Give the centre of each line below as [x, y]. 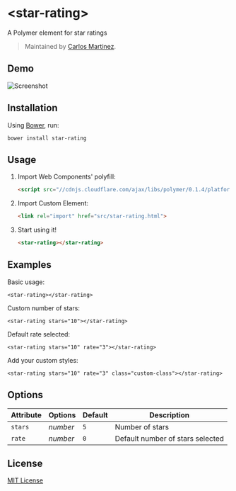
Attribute [26, 414]
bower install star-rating [47, 138]
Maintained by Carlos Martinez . [70, 46]
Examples [29, 265]
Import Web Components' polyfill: [66, 177]
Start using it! [37, 230]
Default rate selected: [39, 334]
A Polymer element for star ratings [57, 33]
